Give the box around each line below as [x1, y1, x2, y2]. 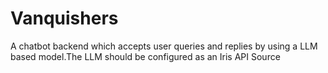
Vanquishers [10, 7, 119, 30]
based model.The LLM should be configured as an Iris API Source [10, 50, 281, 62]
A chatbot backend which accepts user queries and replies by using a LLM [10, 40, 318, 52]
